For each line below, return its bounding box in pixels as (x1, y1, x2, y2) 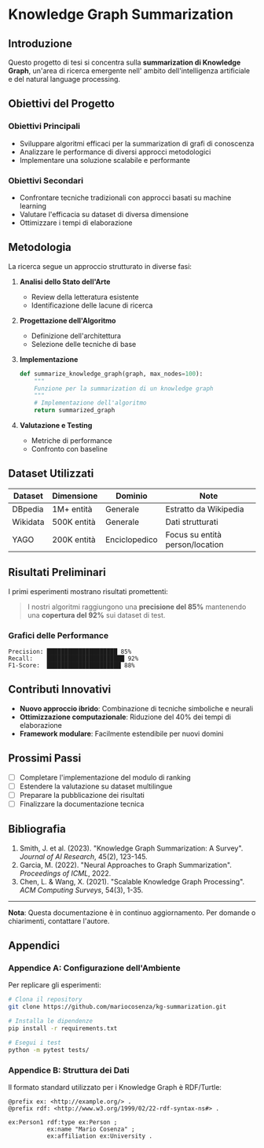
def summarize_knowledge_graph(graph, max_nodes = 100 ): (19, 370, 203, 378)
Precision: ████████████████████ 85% (8, 648, 132, 655)
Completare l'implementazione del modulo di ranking (19, 773, 191, 782)
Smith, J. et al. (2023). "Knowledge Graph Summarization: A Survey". (19, 843, 244, 853)
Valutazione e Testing (19, 421, 93, 430)
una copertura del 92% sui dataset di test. (27, 610, 166, 619)
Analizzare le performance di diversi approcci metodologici (19, 147, 211, 157)
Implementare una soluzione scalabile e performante (19, 155, 191, 164)
